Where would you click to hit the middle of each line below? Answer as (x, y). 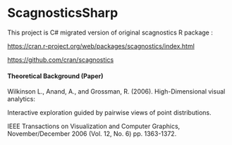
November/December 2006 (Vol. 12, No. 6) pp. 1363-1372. (92, 134)
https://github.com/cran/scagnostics (61, 59)
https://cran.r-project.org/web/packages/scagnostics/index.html (101, 46)
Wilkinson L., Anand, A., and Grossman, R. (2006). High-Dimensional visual (116, 92)
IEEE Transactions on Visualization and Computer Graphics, (94, 126)
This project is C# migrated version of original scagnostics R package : (110, 32)
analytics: (21, 99)
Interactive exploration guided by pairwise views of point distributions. (109, 113)
